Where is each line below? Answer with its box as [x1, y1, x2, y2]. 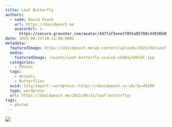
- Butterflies [14, 79, 45, 84]
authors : [5, 12, 24, 17]
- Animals [14, 74, 36, 79]
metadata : [5, 41, 27, 46]
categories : [10, 60, 36, 65]
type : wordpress [10, 88, 45, 93]
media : [10, 50, 24, 55]
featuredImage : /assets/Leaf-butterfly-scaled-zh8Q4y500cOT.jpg [14, 55, 155, 60]
